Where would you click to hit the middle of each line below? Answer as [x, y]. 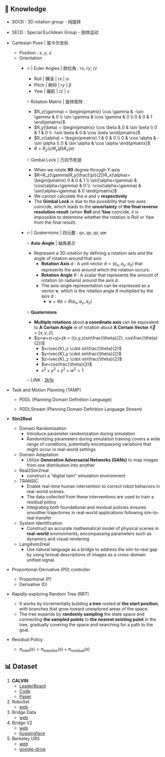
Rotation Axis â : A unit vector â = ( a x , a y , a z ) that [92, 264]
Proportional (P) [35, 579]
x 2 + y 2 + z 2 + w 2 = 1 [62, 370]
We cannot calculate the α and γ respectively [81, 196]
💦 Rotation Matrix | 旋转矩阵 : [56, 102]
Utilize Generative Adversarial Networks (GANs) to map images [92, 460]
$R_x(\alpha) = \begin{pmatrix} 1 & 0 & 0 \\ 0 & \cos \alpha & [95, 138]
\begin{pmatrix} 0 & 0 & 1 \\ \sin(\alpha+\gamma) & [85, 180]
